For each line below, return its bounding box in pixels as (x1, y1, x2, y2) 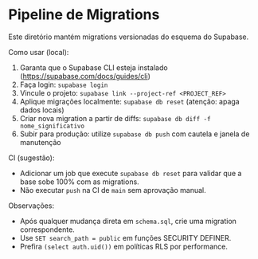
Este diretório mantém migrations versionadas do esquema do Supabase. (8, 32, 249, 41)
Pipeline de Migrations (8, 6, 160, 24)
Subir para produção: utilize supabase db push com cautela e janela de (19, 129, 250, 139)
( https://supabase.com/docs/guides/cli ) (19, 71, 151, 80)
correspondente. (19, 225, 76, 234)
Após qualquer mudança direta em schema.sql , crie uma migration (19, 216, 237, 226)
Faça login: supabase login (19, 80, 108, 89)
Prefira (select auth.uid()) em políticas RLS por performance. (19, 241, 229, 251)
